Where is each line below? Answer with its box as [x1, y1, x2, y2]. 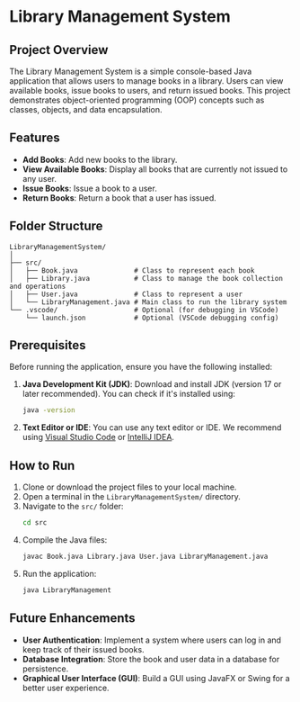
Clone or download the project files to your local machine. [22, 481, 237, 492]
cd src [22, 518, 48, 527]
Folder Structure [9, 219, 103, 234]
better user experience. [22, 682, 110, 693]
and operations [9, 282, 66, 291]
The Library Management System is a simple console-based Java [9, 66, 252, 76]
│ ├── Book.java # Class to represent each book [9, 265, 255, 275]
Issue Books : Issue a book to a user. [22, 183, 157, 193]
